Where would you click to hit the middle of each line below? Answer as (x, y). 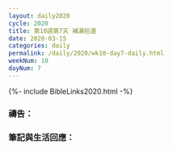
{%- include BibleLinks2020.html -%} (71, 91)
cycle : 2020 (28, 23)
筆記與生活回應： (42, 137)
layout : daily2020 (39, 16)
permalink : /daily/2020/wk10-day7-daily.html (86, 53)
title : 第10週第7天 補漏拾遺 (52, 31)
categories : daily (39, 46)
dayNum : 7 (25, 69)
